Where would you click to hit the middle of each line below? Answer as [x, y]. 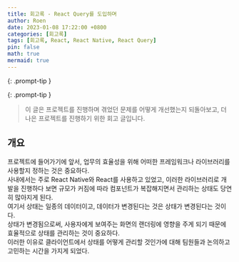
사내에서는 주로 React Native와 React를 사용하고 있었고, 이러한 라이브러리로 [113, 179]
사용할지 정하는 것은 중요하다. [49, 170]
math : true [24, 54]
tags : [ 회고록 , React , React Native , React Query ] [82, 41]
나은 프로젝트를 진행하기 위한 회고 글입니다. [85, 118]
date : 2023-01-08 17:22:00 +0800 [57, 27]
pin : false [24, 47]
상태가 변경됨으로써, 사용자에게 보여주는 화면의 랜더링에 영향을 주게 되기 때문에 [117, 224]
